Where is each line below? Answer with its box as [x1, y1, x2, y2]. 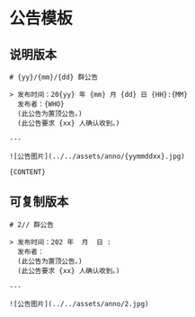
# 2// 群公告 [9, 220, 54, 229]
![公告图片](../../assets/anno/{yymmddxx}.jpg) [9, 152, 186, 161]
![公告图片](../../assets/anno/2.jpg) [9, 299, 150, 308]
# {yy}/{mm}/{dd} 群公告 [9, 73, 99, 82]
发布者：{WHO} [17, 100, 65, 109]
